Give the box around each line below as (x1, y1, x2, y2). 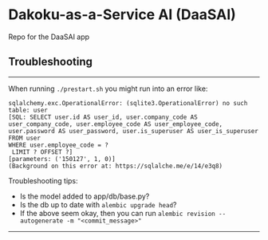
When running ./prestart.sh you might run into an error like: (8, 84, 208, 93)
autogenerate (19, 217, 64, 225)
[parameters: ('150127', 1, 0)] (8, 155, 116, 163)
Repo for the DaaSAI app (8, 32, 90, 41)
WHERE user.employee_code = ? (8, 141, 109, 149)
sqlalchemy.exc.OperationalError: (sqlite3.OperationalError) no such (8, 99, 248, 107)
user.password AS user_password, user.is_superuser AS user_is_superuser (8, 127, 259, 135)
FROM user (8, 134, 41, 142)
